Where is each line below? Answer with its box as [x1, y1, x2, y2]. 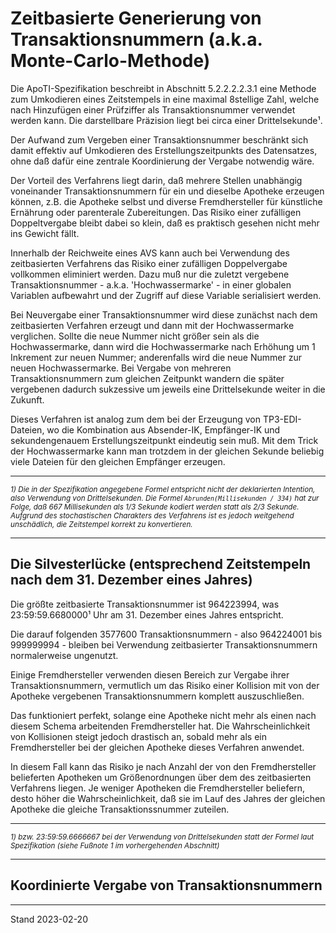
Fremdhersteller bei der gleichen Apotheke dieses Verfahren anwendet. [10, 741, 305, 753]
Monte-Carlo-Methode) [10, 50, 211, 72]
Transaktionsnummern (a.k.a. [10, 28, 263, 51]
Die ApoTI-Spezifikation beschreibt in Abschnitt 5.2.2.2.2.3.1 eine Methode [10, 82, 317, 94]
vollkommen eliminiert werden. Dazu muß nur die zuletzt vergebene [10, 268, 290, 280]
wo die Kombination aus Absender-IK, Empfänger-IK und [46, 423, 281, 436]
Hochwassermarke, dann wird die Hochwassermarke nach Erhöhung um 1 [10, 340, 316, 352]
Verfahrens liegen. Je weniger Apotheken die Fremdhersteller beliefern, [10, 782, 306, 794]
